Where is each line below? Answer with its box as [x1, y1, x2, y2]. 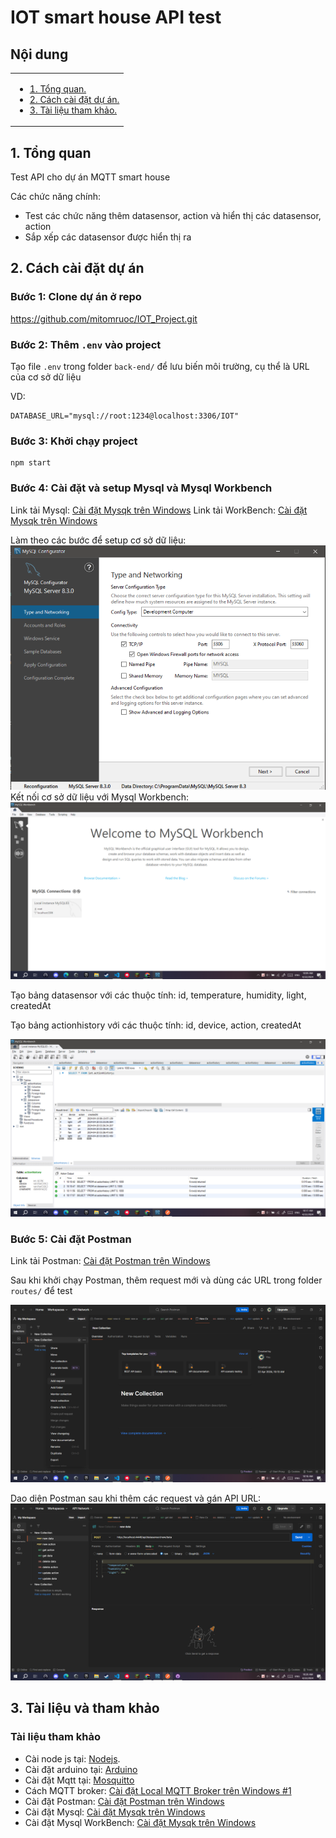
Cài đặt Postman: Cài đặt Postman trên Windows [24, 1795, 225, 1807]
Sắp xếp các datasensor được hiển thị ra [24, 231, 192, 243]
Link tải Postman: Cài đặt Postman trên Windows [10, 1255, 211, 1267]
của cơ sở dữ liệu [10, 371, 82, 383]
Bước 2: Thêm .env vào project [10, 337, 162, 351]
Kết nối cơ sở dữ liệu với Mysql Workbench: [10, 791, 189, 803]
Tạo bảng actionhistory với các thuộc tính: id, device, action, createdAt [10, 1019, 302, 1031]
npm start [10, 458, 52, 468]
